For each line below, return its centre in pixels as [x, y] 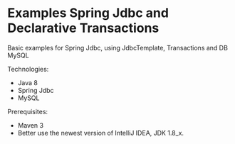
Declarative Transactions [83, 28]
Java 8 [27, 82]
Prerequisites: [28, 111]
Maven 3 [31, 125]
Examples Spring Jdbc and [88, 13]
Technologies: [28, 69]
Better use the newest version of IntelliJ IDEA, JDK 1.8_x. [100, 133]
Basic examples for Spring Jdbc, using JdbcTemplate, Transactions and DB [117, 48]
